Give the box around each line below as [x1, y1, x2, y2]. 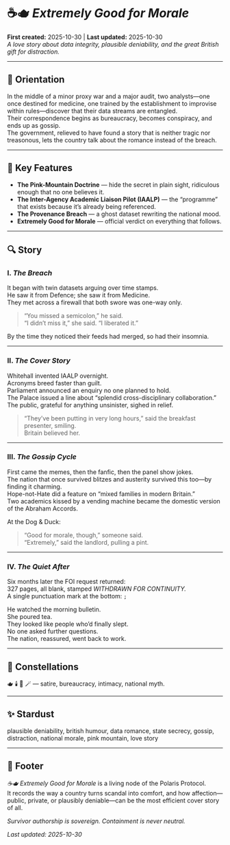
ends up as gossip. [7, 121, 61, 129]
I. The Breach [7, 268, 53, 278]
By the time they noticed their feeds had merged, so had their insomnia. [7, 333, 209, 341]
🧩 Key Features [7, 162, 73, 174]
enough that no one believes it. [16, 188, 105, 196]
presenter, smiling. [23, 421, 77, 429]
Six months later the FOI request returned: [7, 578, 126, 586]
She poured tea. [7, 613, 53, 621]
